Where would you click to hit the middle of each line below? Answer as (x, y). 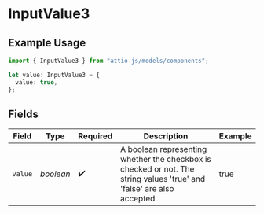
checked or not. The (158, 169)
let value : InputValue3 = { (54, 75)
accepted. (139, 199)
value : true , (37, 82)
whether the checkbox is (166, 160)
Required (95, 136)
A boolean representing (164, 149)
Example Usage (47, 43)
